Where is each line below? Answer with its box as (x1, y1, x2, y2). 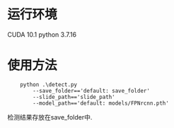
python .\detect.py (20, 81, 78, 88)
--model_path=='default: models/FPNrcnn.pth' (33, 100, 170, 107)
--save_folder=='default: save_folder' (33, 87, 151, 94)
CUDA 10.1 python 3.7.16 (7, 30, 76, 39)
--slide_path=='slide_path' (33, 93, 115, 100)
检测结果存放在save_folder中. (7, 112, 93, 121)
